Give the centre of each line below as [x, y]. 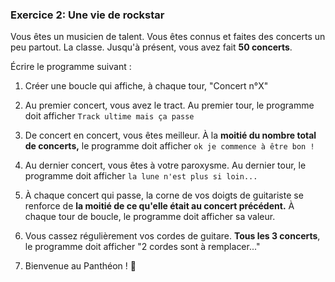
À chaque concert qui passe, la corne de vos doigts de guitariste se [164, 195]
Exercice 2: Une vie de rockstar [87, 15]
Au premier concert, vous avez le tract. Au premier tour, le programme [169, 105]
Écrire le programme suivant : [71, 67]
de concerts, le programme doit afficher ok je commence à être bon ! [169, 146]
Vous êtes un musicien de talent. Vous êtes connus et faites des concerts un [168, 37]
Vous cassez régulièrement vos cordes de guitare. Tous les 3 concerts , [172, 236]
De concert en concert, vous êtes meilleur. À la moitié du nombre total [170, 135]
